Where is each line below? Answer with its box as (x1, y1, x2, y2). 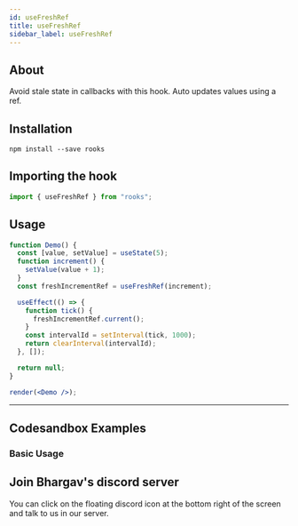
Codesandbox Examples (9, 420, 146, 435)
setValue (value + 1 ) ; (25, 266, 105, 275)
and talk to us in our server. (9, 507, 109, 518)
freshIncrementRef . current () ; (32, 315, 145, 323)
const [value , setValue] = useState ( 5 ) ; (17, 249, 169, 258)
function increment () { (17, 257, 105, 267)
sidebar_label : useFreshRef (9, 29, 114, 38)
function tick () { (25, 306, 93, 315)
